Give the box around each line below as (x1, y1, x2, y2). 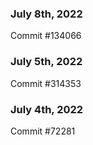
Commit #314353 (10, 77, 82, 89)
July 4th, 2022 (10, 102, 84, 116)
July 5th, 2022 (10, 55, 83, 69)
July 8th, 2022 (10, 7, 83, 21)
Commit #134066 (10, 30, 82, 42)
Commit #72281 (10, 125, 76, 137)
